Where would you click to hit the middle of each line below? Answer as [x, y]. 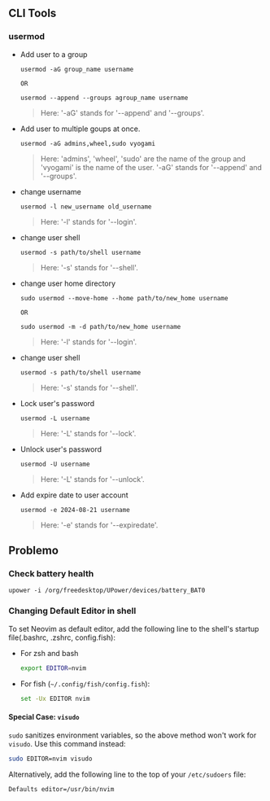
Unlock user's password [61, 449]
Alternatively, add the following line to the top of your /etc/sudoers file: [127, 774]
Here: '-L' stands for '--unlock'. [92, 479]
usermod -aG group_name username [77, 69]
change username [50, 191]
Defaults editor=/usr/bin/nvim [61, 789]
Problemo [34, 551]
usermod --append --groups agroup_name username [104, 98]
